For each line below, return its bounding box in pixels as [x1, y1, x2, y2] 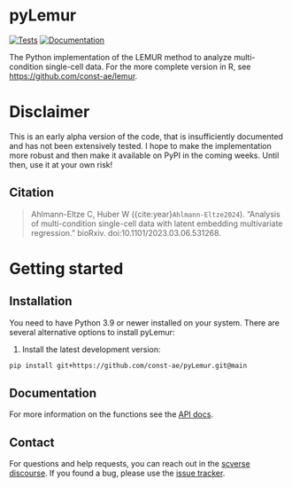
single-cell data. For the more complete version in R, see [45, 61, 251, 72]
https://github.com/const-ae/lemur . [9, 70, 138, 81]
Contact [9, 435, 55, 450]
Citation [9, 185, 55, 200]
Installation [9, 294, 73, 309]
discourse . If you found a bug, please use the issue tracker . [9, 467, 226, 479]
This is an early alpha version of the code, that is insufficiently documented [9, 130, 283, 142]
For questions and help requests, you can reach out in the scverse [9, 459, 250, 469]
